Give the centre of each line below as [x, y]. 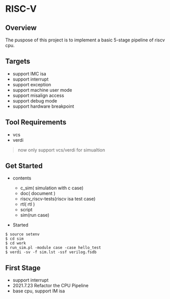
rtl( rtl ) [27, 204]
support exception [32, 84]
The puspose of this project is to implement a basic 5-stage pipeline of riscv [85, 40]
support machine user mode [42, 90]
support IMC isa [30, 73]
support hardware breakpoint [43, 106]
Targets [18, 61]
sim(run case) [35, 215]
